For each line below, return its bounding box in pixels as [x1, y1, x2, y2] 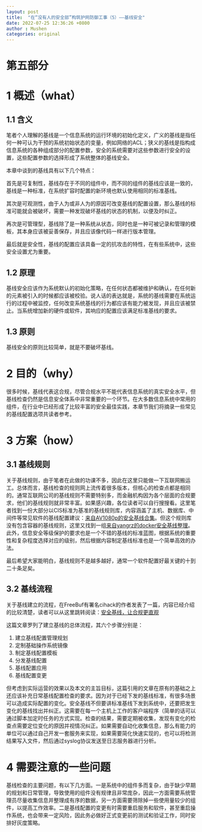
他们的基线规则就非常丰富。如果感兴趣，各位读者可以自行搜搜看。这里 [16, 499, 191, 506]
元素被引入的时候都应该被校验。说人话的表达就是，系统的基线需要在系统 [11, 292, 191, 300]
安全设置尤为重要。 [6, 248, 54, 256]
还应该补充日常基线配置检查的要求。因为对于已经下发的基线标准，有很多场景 [6, 692, 196, 699]
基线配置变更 [14, 671, 47, 679]
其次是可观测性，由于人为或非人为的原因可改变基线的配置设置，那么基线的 [6, 200, 191, 208]
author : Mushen [6, 25, 47, 32]
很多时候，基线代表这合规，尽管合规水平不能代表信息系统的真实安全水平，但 [6, 387, 196, 395]
